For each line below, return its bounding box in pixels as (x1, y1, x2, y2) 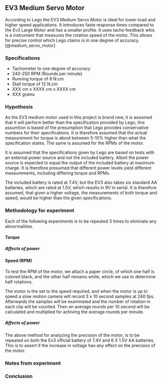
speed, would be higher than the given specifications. (5, 195, 113, 201)
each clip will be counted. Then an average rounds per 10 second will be (5, 303, 150, 309)
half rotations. (5, 279, 33, 285)
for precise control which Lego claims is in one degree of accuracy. (5, 37, 140, 43)
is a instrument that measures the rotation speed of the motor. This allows (5, 32, 153, 38)
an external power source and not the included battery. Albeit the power (5, 155, 149, 160)
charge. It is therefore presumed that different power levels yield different (5, 165, 152, 171)
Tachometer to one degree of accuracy (12, 65, 91, 72)
